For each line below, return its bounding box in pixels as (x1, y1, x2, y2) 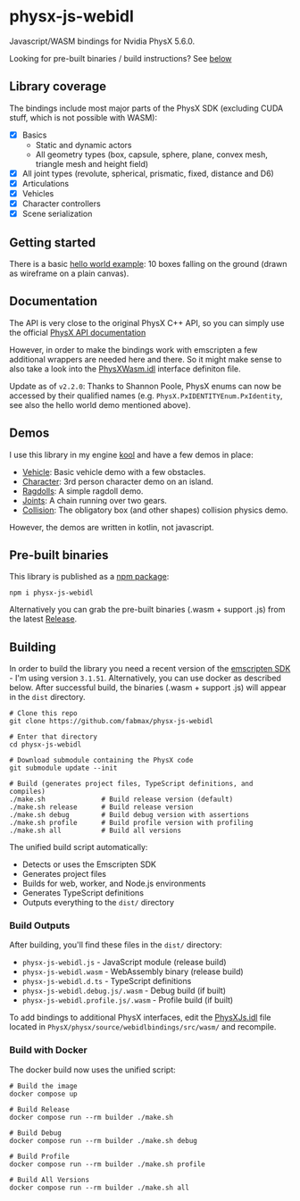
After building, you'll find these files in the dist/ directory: (9, 939, 222, 950)
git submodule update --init (9, 763, 118, 773)
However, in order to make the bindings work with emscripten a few (9, 344, 258, 354)
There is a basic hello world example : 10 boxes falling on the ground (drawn (9, 258, 287, 269)
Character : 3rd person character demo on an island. (21, 476, 214, 487)
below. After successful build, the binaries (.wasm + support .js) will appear (9, 682, 287, 693)
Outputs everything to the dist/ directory (21, 897, 175, 908)
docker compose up (9, 1089, 78, 1098)
